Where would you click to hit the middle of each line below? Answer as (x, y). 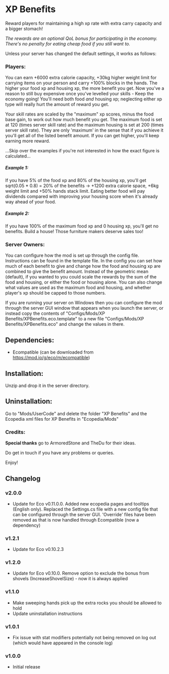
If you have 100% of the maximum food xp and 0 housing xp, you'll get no (82, 226)
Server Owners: (25, 245)
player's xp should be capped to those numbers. (55, 293)
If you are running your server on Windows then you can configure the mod (84, 303)
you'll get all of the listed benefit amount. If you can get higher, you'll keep (82, 136)
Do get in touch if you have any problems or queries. (60, 453)
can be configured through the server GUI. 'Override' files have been (84, 514)
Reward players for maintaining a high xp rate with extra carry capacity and (83, 23)
